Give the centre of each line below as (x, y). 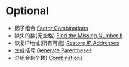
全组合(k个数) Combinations (48, 58)
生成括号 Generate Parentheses (53, 50)
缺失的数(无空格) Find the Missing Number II (68, 35)
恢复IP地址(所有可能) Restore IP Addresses (67, 43)
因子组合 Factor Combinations (51, 28)
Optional (27, 11)
